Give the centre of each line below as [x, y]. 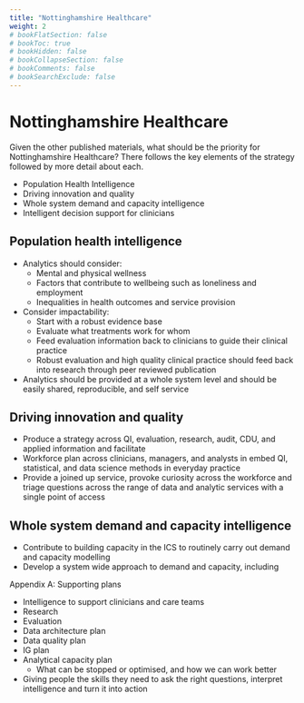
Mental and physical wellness [91, 272]
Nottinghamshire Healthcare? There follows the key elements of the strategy [152, 156]
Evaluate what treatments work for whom [113, 331]
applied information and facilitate [84, 449]
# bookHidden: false [49, 52]
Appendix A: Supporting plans [65, 584]
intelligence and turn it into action [85, 689]
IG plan [36, 650]
